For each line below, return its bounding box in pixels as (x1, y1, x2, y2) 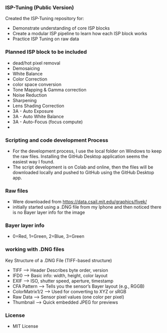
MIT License (12, 323, 39, 329)
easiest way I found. (12, 158, 54, 164)
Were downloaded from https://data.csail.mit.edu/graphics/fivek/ (12, 199, 147, 205)
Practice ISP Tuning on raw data (12, 36, 79, 42)
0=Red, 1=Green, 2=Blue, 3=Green (12, 233, 85, 239)
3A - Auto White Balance (12, 113, 64, 119)
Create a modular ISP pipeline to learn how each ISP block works (12, 31, 147, 37)
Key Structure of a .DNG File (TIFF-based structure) (5, 257, 112, 263)
